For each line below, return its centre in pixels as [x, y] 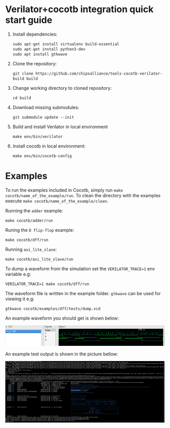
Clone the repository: [35, 63]
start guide [29, 20]
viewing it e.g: [20, 299]
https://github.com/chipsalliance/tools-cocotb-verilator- [99, 74]
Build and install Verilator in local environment [60, 127]
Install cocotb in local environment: [49, 146]
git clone [23, 74]
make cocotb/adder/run [29, 221]
